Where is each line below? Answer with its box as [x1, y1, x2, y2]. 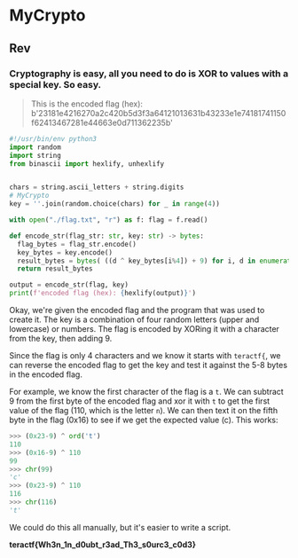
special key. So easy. [9, 78, 102, 90]
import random [9, 143, 62, 152]
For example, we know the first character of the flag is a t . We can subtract [9, 387, 284, 397]
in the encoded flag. [9, 369, 82, 380]
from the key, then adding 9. [9, 334, 113, 343]
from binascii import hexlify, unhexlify [9, 159, 165, 169]
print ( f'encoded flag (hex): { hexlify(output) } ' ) [9, 289, 197, 298]
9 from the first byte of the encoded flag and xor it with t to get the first [9, 396, 271, 406]
